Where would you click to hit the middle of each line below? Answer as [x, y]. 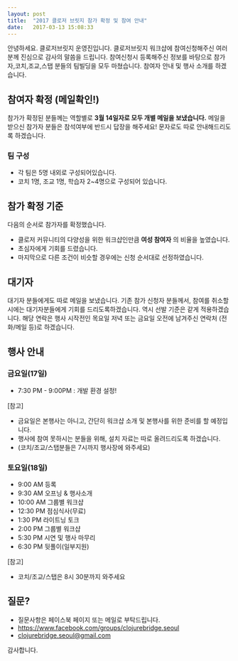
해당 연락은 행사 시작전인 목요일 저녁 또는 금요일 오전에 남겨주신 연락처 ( [122, 318]
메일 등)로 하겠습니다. [45, 327]
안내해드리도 [214, 127]
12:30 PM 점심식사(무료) [52, 511]
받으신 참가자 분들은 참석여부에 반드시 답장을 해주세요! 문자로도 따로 [101, 127]
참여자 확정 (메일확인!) [53, 99]
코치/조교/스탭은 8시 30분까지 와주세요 [71, 577]
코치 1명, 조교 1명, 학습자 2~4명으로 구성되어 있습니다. [92, 181]
